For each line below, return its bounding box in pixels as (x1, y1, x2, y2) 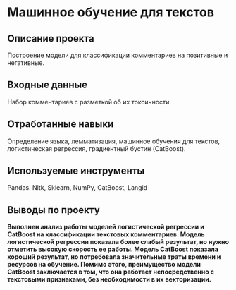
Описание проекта (7, 32, 94, 44)
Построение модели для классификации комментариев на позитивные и (7, 51, 228, 59)
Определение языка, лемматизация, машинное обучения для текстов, (7, 137, 221, 145)
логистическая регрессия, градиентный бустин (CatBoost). (7, 144, 186, 152)
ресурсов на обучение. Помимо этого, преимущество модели (7, 260, 201, 269)
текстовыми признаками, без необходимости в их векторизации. (7, 275, 211, 284)
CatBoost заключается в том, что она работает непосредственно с (7, 267, 215, 276)
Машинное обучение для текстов (7, 4, 215, 20)
